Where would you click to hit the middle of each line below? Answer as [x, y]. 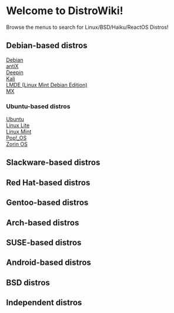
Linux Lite [18, 125]
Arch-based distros [43, 223]
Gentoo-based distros [47, 203]
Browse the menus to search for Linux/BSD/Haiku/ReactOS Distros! [87, 27]
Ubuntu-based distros [38, 106]
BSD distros [28, 283]
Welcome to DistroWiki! [65, 11]
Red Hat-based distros [48, 183]
